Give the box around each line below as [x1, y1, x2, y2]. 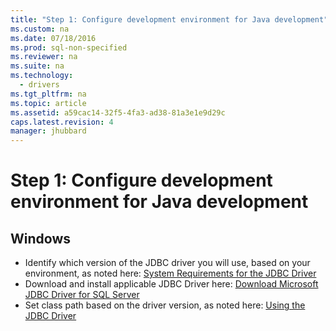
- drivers [19, 80, 60, 90]
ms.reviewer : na [10, 52, 78, 62]
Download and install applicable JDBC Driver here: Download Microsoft [24, 278, 319, 290]
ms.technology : [10, 71, 74, 81]
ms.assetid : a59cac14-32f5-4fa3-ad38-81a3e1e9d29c [10, 107, 226, 118]
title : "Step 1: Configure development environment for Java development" [10, 14, 329, 25]
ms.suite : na [10, 61, 65, 71]
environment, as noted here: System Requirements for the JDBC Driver [24, 267, 317, 280]
